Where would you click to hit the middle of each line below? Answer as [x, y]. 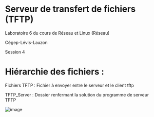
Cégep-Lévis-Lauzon [26, 42]
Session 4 [15, 52]
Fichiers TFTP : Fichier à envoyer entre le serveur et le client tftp [69, 85]
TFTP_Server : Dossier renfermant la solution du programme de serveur [77, 94]
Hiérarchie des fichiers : [55, 72]
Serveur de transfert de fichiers [70, 9]
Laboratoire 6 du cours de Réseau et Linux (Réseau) [57, 33]
